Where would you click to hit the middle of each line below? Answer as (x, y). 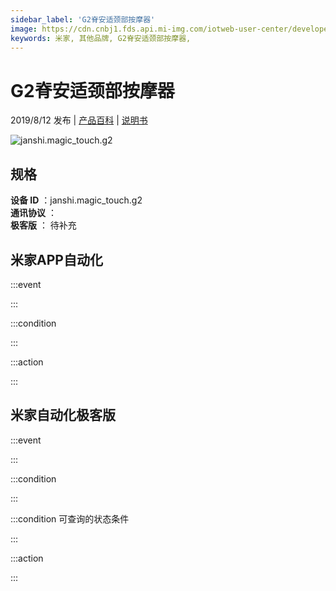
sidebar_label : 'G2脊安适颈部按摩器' (83, 19)
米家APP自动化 (56, 259)
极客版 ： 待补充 (43, 225)
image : (24, 29)
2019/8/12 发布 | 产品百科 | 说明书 (79, 120)
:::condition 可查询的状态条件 (70, 518)
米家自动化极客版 (63, 415)
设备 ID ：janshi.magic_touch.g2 (76, 200)
